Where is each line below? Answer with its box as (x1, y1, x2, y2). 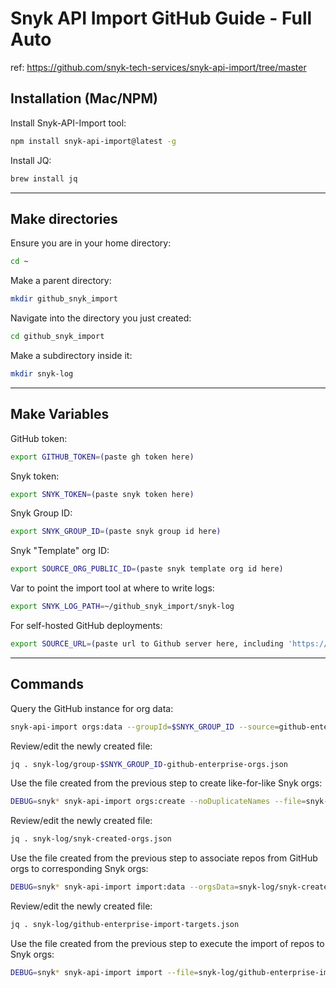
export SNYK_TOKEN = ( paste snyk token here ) (10, 489, 195, 499)
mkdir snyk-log (10, 368, 74, 379)
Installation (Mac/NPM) (10, 90, 158, 107)
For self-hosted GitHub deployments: (10, 620, 163, 631)
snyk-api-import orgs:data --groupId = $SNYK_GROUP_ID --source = (10, 722, 280, 732)
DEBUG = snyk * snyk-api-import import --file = (10, 967, 199, 977)
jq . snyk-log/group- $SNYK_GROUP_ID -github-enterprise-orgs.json (10, 759, 288, 769)
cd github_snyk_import (10, 332, 105, 342)
